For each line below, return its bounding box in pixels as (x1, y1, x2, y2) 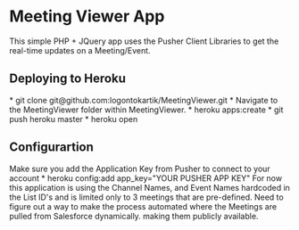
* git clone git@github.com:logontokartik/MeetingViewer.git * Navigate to (9, 94, 278, 105)
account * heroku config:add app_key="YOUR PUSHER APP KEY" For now (9, 172, 283, 184)
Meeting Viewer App (9, 6, 165, 27)
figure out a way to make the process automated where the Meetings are (9, 201, 278, 211)
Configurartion (9, 140, 94, 155)
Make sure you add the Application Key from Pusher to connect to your (9, 163, 270, 174)
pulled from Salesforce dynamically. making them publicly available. (9, 210, 259, 221)
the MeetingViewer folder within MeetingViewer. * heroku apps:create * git (9, 104, 284, 115)
